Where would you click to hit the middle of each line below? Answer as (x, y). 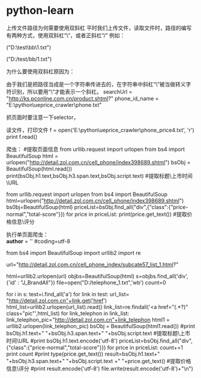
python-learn (40, 11)
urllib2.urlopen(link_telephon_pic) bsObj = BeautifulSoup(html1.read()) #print (101, 326)
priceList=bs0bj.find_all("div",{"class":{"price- (131, 207)
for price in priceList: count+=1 (145, 347)
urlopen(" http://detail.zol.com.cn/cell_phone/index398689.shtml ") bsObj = (98, 162)
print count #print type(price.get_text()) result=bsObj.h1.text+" (83, 354)
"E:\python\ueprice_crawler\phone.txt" (54, 105)
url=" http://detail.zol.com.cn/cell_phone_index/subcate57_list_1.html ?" (92, 264)
